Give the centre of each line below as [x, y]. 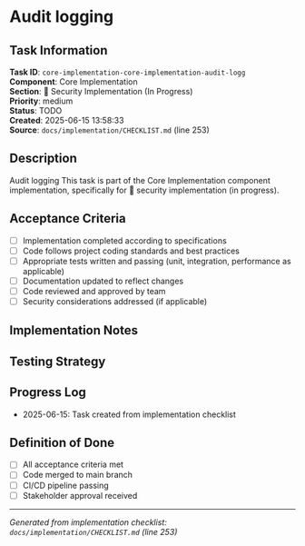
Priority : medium [41, 101]
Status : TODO [36, 110]
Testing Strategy [58, 361]
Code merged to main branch [78, 475]
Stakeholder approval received [80, 495]
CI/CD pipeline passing [65, 485]
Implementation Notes [74, 330]
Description [43, 159]
